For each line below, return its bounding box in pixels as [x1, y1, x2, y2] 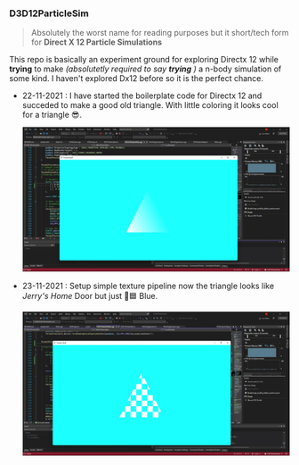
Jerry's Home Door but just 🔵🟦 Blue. [21, 290, 158, 301]
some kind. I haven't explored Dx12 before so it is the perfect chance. [9, 73, 264, 84]
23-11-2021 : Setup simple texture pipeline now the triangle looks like [21, 280, 274, 291]
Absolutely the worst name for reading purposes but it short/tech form [30, 28, 289, 38]
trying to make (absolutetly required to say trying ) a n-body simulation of [9, 63, 282, 74]
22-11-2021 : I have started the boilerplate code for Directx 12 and [21, 90, 263, 101]
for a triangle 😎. [21, 110, 83, 120]
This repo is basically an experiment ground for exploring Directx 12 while [9, 54, 279, 65]
